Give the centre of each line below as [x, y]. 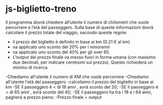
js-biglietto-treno [41, 9]
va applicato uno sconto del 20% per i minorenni [61, 47]
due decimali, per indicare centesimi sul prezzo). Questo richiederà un [83, 62]
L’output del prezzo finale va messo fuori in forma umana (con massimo [84, 57]
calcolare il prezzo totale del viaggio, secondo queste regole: [66, 32]
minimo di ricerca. [31, 67]
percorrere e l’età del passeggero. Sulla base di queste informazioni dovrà [80, 27]
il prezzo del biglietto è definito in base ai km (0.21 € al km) [71, 41]
